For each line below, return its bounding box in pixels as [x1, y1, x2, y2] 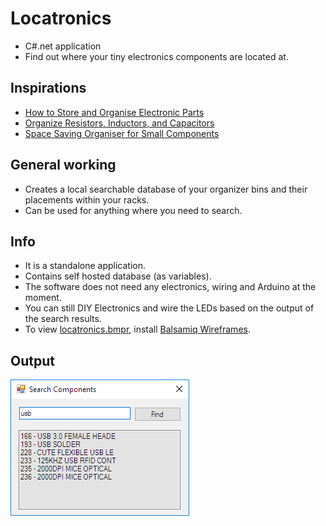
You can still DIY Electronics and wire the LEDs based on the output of [24, 302, 315, 314]
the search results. [24, 313, 102, 325]
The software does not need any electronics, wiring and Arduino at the [24, 281, 317, 293]
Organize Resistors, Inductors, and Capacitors [24, 117, 215, 129]
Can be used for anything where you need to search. [24, 204, 243, 216]
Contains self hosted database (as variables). [24, 270, 212, 282]
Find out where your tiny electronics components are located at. [24, 50, 289, 62]
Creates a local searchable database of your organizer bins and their [24, 183, 308, 195]
